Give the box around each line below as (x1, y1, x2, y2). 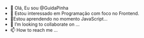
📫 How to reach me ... (10, 27, 58, 33)
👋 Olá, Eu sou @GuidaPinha (10, 5, 69, 11)
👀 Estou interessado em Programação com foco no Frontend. (10, 10, 139, 16)
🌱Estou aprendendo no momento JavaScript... (10, 16, 108, 22)
